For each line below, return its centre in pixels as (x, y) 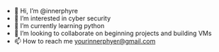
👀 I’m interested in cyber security (62, 18)
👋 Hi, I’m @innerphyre (46, 11)
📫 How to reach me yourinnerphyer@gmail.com (85, 41)
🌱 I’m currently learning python (59, 26)
